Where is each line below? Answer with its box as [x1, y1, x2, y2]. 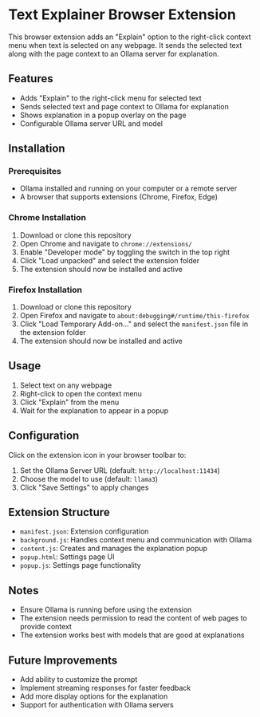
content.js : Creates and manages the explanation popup [19, 544, 208, 554]
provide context [19, 622, 72, 632]
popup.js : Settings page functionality [19, 561, 141, 570]
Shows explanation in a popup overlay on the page [19, 110, 187, 120]
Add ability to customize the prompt [19, 675, 138, 684]
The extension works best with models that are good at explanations [19, 630, 245, 640]
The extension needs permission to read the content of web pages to [19, 613, 247, 623]
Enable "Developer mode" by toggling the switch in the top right [19, 247, 230, 257]
